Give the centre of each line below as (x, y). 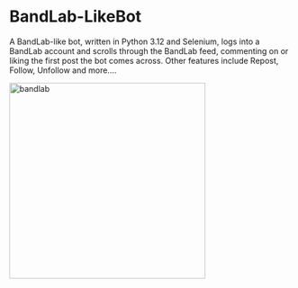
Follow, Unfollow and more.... (63, 70)
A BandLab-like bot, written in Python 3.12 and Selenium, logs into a (135, 41)
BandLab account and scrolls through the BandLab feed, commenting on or (149, 50)
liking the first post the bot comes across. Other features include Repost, (144, 60)
